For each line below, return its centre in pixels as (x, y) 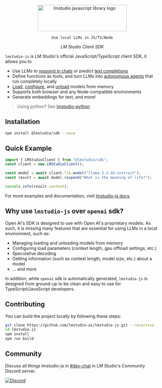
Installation (23, 122)
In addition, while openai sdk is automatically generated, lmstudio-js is (76, 278)
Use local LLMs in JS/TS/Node (82, 38)
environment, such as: (27, 233)
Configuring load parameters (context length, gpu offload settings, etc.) (84, 248)
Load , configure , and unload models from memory (63, 86)
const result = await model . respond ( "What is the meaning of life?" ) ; (79, 178)
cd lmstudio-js (21, 330)
